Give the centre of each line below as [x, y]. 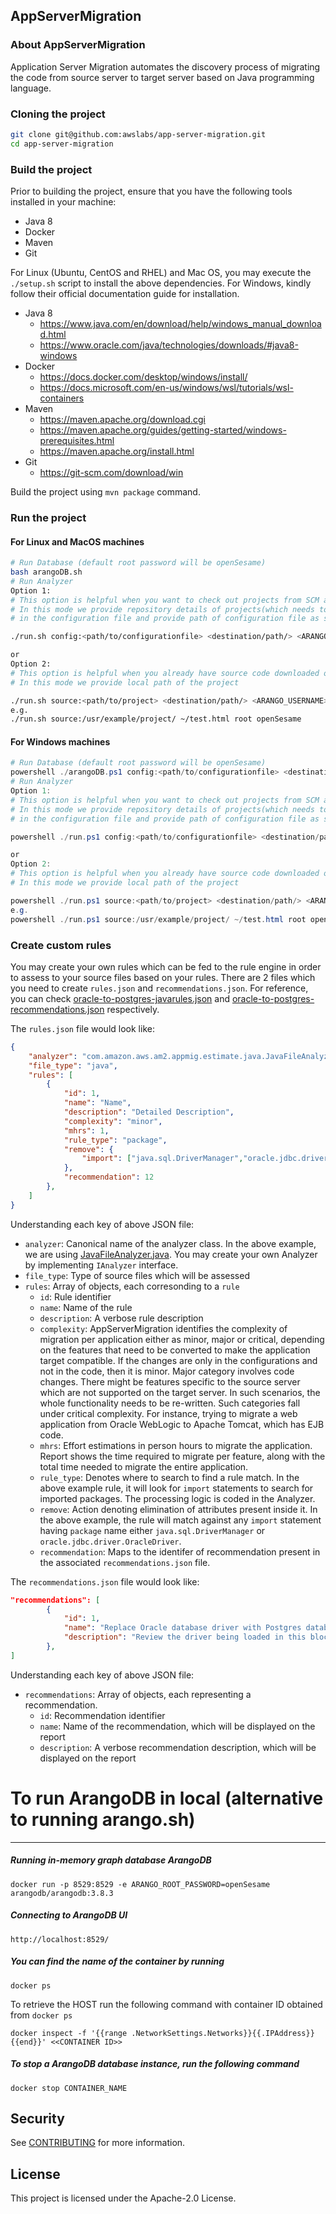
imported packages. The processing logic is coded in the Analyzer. [177, 1498]
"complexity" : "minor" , [113, 1121]
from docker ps [41, 2015]
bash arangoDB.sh [46, 572]
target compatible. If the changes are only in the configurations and [178, 1360]
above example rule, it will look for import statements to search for [176, 1488]
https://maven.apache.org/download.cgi [122, 420]
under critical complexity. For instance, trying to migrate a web [168, 1413]
